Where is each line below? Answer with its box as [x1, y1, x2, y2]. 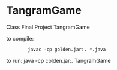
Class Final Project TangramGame [6, 23, 90, 31]
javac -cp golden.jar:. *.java [28, 46, 106, 53]
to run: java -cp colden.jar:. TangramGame [6, 57, 111, 64]
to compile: [6, 35, 34, 42]
